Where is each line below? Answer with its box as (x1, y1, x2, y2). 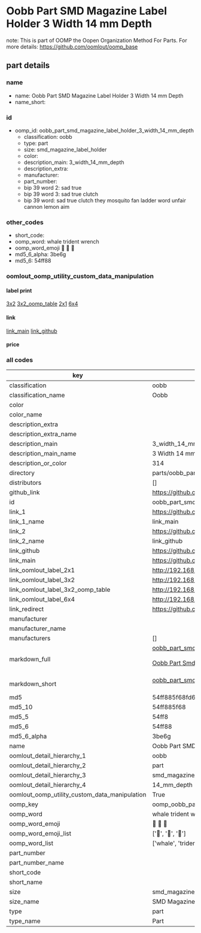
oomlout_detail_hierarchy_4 (9, 781, 86, 789)
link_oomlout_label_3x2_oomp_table (9, 585, 111, 594)
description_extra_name (9, 430, 77, 438)
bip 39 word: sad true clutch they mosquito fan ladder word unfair (23, 196, 187, 204)
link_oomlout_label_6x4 (9, 595, 75, 604)
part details (6, 60, 50, 71)
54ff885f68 (152, 703, 187, 712)
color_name (9, 411, 42, 419)
